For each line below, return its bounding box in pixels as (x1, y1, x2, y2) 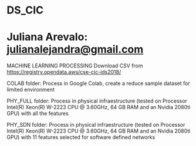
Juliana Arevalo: (6, 30, 88, 44)
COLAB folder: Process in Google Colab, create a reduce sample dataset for (6, 80, 190, 87)
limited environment (6, 86, 55, 93)
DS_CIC (6, 4, 44, 17)
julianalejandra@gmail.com (6, 43, 144, 56)
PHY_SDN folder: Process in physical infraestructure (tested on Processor (6, 121, 185, 128)
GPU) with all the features (6, 110, 69, 117)
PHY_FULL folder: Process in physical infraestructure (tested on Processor (6, 97, 187, 104)
